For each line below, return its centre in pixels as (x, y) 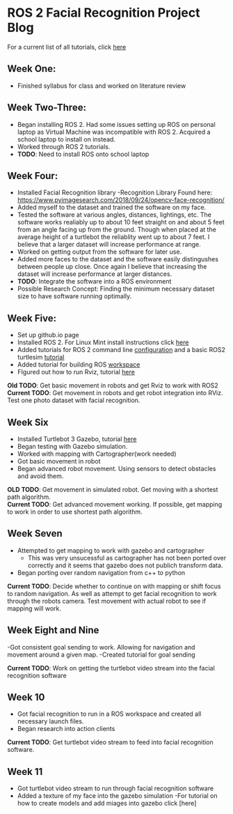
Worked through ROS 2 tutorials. (64, 146)
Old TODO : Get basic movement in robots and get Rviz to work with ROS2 (113, 385)
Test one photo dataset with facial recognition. (74, 400)
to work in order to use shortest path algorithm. (75, 512)
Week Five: (32, 318)
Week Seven (35, 533)
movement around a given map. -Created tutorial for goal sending (102, 654)
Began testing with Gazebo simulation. (72, 446)
